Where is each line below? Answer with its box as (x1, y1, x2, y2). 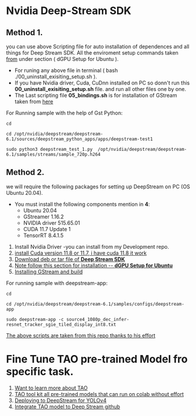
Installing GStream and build (14, 268, 83, 275)
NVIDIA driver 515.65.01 (23, 219, 80, 226)
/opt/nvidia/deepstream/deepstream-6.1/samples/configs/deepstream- (13, 301, 184, 307)
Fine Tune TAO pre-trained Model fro (6, 353, 188, 366)
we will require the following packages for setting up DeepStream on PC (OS (6, 183, 190, 190)
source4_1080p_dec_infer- (66, 316, 130, 322)
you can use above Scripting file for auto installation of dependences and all (6, 43, 190, 50)
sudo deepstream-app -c (6, 316, 64, 322)
